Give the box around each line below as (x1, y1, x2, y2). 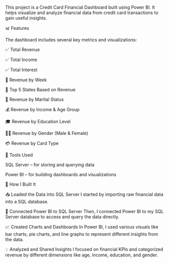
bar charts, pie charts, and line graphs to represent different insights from (5, 231, 158, 237)
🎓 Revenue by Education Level (5, 119, 71, 124)
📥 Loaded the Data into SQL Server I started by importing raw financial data (5, 191, 163, 197)
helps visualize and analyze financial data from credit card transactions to (5, 10, 159, 16)
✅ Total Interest (5, 67, 38, 73)
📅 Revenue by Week (5, 77, 47, 83)
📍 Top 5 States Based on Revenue (5, 87, 76, 92)
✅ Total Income (5, 57, 37, 63)
